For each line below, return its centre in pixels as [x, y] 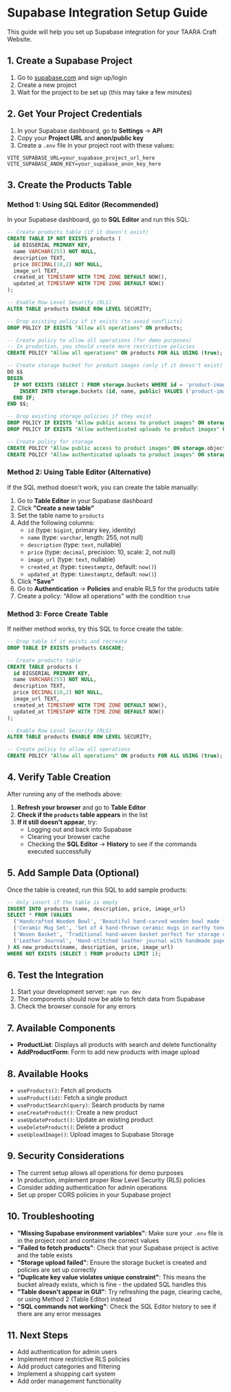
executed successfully [59, 851]
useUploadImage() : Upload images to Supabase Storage [95, 1135]
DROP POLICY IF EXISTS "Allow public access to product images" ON [106, 423]
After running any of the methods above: [65, 794]
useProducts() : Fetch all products [64, 1090]
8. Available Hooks [48, 1074]
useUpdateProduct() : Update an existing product [85, 1120]
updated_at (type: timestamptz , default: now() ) [92, 574]
